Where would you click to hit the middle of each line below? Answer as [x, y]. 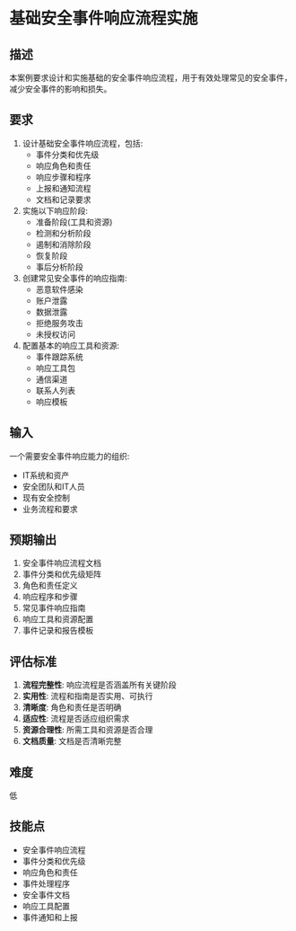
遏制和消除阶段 [63, 244]
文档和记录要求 [63, 199]
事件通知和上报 [50, 917]
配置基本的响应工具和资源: [70, 345]
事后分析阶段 [59, 267]
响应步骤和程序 [63, 177]
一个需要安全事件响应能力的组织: [70, 456]
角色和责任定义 [50, 586]
